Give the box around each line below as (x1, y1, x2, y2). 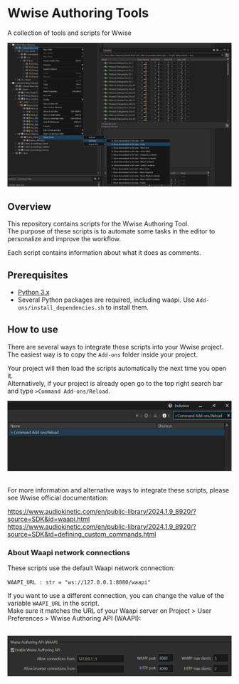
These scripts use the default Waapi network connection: (7, 564, 176, 572)
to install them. (105, 302, 149, 311)
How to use (7, 324, 58, 336)
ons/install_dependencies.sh (17, 304, 105, 311)
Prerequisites (7, 269, 68, 281)
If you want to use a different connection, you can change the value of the (7, 591, 225, 600)
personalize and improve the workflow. (7, 235, 121, 243)
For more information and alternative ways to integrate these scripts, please (7, 485, 230, 494)
